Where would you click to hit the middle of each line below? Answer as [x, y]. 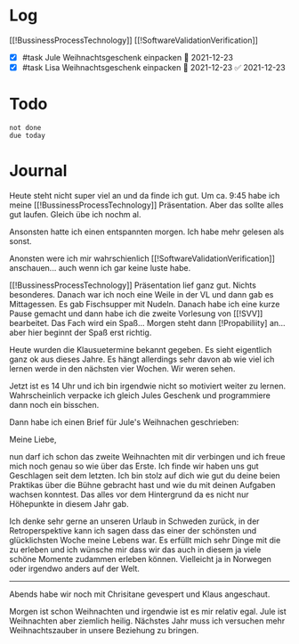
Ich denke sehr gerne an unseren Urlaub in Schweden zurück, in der [134, 521]
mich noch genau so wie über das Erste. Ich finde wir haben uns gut [134, 466]
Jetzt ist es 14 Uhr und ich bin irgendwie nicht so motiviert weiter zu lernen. [148, 386]
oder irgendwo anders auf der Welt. [75, 568]
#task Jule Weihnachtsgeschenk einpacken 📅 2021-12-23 [128, 57]
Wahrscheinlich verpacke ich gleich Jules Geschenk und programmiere [140, 395]
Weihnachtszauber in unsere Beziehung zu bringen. [104, 630]
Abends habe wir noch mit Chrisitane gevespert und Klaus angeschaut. [140, 594]
